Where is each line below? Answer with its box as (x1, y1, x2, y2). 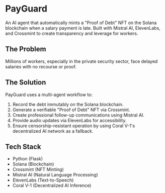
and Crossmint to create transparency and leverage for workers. (5, 30, 138, 36)
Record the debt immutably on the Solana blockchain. (12, 101, 124, 107)
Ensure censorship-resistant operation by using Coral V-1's (12, 123, 135, 129)
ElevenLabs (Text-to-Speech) (12, 177, 74, 183)
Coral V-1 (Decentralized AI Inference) (12, 182, 92, 188)
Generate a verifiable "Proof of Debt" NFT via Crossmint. (12, 107, 130, 113)
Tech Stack (5, 142, 41, 151)
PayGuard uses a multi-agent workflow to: (5, 91, 93, 98)
